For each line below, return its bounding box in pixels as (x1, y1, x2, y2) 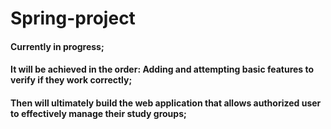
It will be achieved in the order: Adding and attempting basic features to (10, 63, 315, 76)
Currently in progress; (10, 40, 105, 52)
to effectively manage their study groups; (10, 107, 187, 119)
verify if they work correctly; (10, 74, 133, 86)
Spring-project (10, 7, 136, 30)
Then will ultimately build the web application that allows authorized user (10, 97, 322, 109)
